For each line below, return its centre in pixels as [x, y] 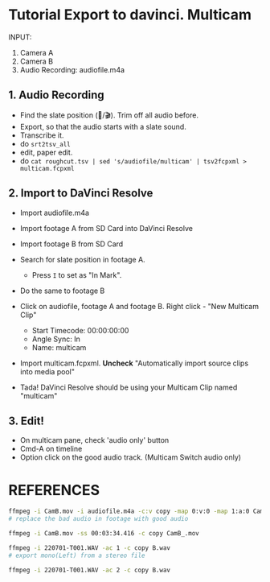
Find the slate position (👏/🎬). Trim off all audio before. [109, 115]
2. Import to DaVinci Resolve [81, 194]
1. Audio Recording [56, 95]
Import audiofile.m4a [55, 213]
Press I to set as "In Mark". [77, 274]
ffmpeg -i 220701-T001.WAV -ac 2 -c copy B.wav [90, 570]
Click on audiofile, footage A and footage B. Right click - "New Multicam [139, 306]
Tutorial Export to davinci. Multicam [130, 15]
